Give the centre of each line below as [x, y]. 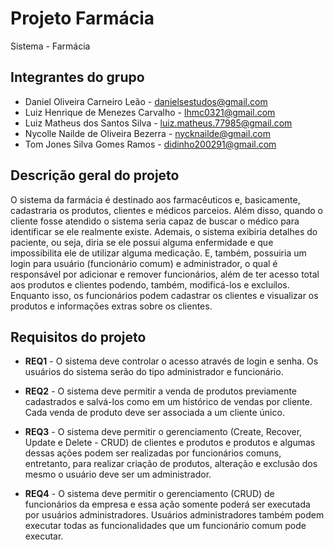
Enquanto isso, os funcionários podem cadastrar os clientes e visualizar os [164, 295]
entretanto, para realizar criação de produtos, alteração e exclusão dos [171, 464]
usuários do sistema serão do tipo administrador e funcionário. [154, 372]
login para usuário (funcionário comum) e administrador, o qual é [144, 263]
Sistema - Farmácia [50, 46]
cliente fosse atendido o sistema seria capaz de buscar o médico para [155, 221]
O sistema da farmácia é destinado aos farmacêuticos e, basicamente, [155, 199]
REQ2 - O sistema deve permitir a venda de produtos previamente [161, 391]
